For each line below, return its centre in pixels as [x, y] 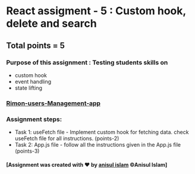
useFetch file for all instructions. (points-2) [67, 138]
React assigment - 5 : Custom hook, [96, 11]
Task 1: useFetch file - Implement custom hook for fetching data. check [102, 132]
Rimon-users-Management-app [54, 103]
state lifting [29, 88]
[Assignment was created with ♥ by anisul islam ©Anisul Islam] [87, 164]
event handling [33, 81]
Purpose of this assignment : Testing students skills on [87, 62]
